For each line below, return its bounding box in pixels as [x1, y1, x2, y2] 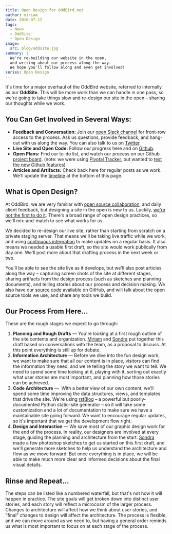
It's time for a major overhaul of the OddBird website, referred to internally [5, 84, 162, 90]
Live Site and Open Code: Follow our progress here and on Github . [12, 145, 155, 151]
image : [5, 41, 20, 46]
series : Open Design [5, 70, 50, 75]
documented [12, 402, 40, 408]
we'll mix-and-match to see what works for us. [5, 217, 104, 224]
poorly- [130, 396, 146, 402]
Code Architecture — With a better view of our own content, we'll [12, 385, 154, 391]
